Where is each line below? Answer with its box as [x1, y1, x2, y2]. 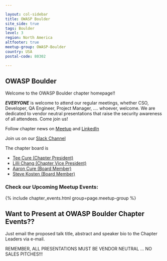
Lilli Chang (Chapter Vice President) [12, 160, 87, 166]
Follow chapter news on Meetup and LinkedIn [5, 126, 99, 132]
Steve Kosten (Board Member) [12, 171, 75, 177]
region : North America [5, 35, 53, 40]
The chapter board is [5, 145, 49, 151]
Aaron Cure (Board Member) [12, 165, 72, 171]
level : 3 [5, 31, 24, 36]
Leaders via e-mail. [5, 236, 45, 242]
